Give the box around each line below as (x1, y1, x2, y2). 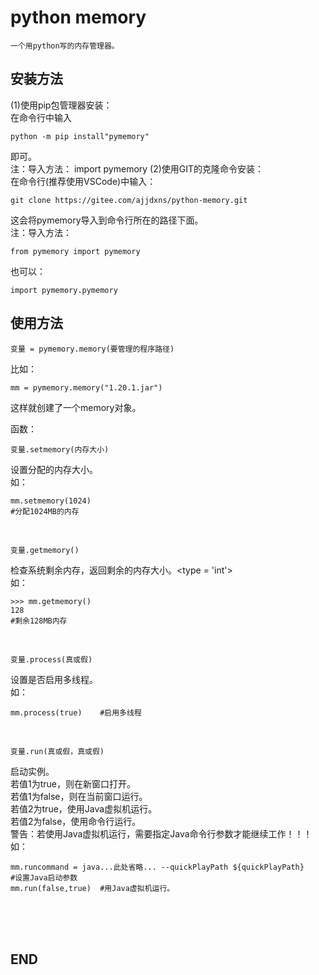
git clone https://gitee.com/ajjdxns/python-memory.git (10, 195, 248, 205)
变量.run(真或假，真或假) (10, 746, 105, 756)
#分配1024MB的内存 (10, 506, 80, 516)
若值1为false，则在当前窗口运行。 (10, 790, 148, 802)
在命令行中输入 (10, 111, 72, 123)
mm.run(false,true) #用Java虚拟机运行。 (10, 883, 175, 893)
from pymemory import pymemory (10, 246, 141, 256)
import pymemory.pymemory (10, 285, 118, 295)
